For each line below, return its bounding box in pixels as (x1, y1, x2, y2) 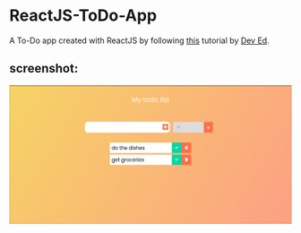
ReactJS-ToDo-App (9, 5, 158, 26)
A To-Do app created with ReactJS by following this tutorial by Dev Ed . (9, 35, 271, 46)
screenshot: (9, 61, 79, 76)
